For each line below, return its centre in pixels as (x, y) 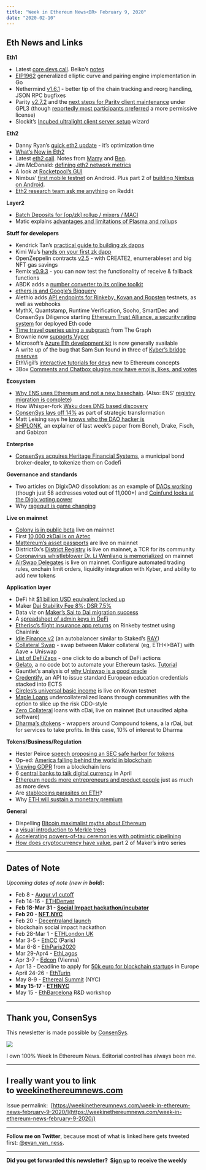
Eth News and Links (45, 43)
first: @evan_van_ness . (35, 1142)
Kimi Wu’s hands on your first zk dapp (63, 252)
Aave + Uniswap (36, 651)
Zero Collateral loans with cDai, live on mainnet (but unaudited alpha (101, 710)
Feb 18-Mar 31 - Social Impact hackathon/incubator (82, 908)
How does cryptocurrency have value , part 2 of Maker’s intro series (101, 843)
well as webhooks (38, 304)
